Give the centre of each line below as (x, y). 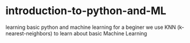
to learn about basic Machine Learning (101, 33)
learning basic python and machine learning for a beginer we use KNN (91, 27)
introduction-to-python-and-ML (86, 11)
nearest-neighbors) (29, 33)
